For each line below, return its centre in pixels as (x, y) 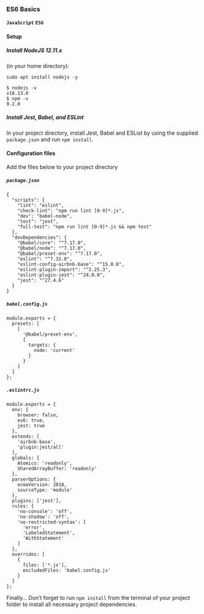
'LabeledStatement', (49, 533)
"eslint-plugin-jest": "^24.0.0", (61, 275)
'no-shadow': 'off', (43, 517)
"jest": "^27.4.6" (41, 280)
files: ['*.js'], (45, 565)
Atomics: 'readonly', (45, 463)
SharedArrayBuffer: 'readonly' (57, 468)
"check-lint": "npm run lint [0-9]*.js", (71, 211)
